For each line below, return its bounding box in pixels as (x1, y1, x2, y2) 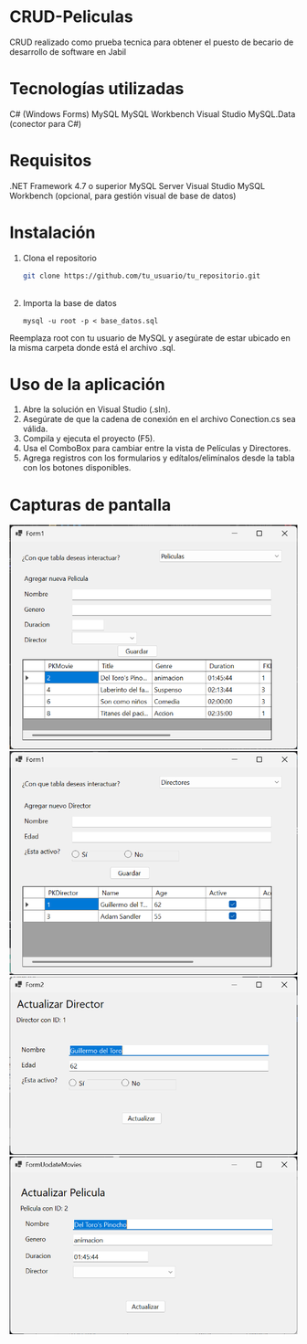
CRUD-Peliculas (9, 6, 134, 27)
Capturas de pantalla (9, 494, 172, 515)
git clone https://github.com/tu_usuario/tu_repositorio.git (22, 271, 261, 280)
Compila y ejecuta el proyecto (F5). (22, 433, 155, 444)
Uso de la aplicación (9, 374, 166, 395)
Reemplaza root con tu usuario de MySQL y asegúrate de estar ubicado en (9, 332, 291, 344)
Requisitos (9, 151, 92, 171)
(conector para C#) (9, 118, 82, 129)
